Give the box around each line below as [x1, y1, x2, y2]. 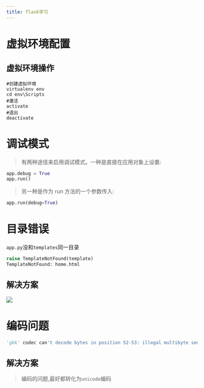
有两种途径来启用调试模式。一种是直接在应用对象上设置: [21, 158, 161, 165]
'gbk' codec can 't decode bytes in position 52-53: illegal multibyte [6, 339, 189, 345]
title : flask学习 [6, 9, 49, 15]
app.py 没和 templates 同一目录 [6, 244, 80, 251]
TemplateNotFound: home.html [6, 262, 80, 268]
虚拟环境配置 [6, 37, 71, 50]
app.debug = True [6, 170, 50, 176]
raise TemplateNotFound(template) [6, 256, 94, 262]
